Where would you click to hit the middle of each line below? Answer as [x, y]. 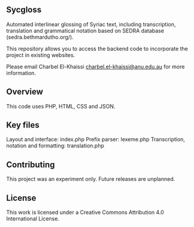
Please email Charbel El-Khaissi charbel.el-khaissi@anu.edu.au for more [96, 66]
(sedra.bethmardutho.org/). [40, 37]
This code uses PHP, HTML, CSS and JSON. [61, 106]
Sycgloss [24, 10]
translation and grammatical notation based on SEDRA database [85, 31]
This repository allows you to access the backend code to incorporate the [97, 49]
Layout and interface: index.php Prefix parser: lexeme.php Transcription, [96, 140]
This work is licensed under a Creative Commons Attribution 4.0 [85, 213]
